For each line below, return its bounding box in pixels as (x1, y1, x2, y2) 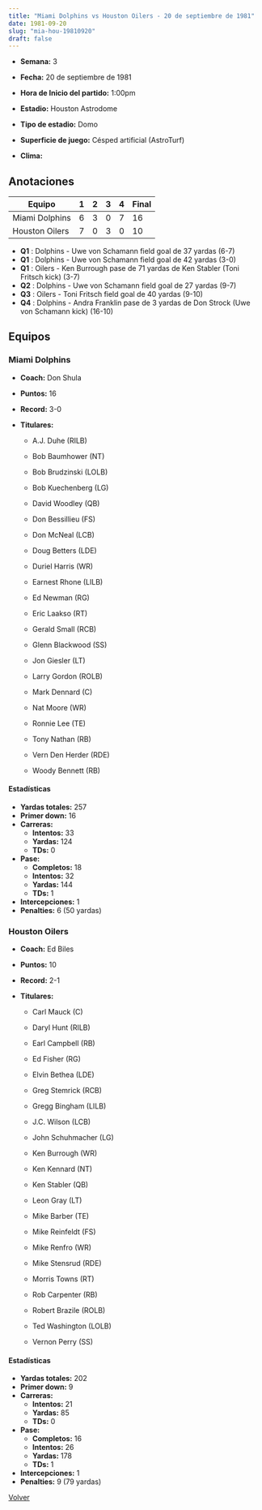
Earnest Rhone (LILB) (32, 577, 104, 586)
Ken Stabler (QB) (32, 1180, 89, 1190)
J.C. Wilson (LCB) (32, 1117, 91, 1127)
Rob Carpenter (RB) (32, 1290, 99, 1300)
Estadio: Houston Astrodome (19, 104, 118, 114)
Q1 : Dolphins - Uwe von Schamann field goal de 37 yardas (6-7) (19, 247, 235, 256)
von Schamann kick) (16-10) (19, 307, 114, 316)
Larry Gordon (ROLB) (32, 671, 104, 681)
